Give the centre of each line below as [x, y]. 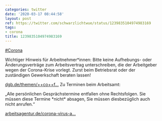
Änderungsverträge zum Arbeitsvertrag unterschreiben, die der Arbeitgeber [81, 65]
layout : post [18, 18]
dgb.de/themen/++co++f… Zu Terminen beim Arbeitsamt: [63, 84]
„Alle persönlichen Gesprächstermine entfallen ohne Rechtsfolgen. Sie [75, 94]
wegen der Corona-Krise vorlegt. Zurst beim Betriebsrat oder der [70, 70]
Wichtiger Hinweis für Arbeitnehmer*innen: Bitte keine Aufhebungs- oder [79, 60]
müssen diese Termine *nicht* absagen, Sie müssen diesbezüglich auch [78, 99]
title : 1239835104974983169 [34, 37]
